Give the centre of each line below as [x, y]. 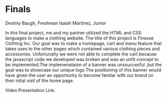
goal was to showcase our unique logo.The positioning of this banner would [83, 70]
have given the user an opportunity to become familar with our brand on [79, 75]
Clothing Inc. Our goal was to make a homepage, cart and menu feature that [83, 43]
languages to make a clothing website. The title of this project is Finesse [79, 38]
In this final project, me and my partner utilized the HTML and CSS [73, 32]
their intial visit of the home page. [39, 80]
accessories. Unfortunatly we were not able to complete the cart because [81, 54]
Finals [18, 9]
